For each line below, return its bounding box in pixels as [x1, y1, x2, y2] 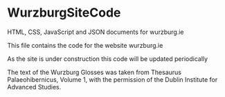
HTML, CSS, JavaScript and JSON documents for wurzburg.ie [7, 28, 185, 36]
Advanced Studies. [7, 82, 62, 91]
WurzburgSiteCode [7, 5, 121, 21]
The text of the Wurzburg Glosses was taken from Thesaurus [7, 68, 182, 76]
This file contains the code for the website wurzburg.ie [7, 41, 163, 49]
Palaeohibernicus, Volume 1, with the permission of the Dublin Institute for [7, 75, 218, 84]
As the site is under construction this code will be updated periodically [7, 54, 208, 63]
